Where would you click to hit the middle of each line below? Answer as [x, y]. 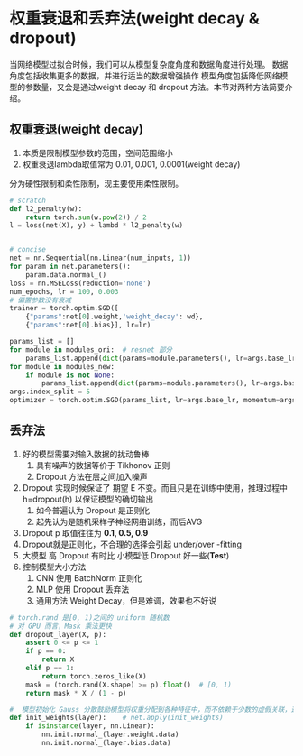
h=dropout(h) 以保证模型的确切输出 [88, 499]
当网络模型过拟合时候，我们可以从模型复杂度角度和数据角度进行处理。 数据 [149, 64]
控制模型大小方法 [54, 567]
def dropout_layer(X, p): [58, 634]
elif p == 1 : [50, 668]
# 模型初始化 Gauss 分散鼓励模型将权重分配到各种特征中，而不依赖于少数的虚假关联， [150, 709]
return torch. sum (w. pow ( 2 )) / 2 [86, 217]
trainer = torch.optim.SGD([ [64, 309]
